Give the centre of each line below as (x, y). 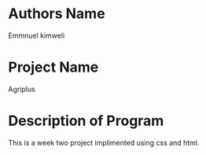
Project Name (53, 67)
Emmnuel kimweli (37, 35)
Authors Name (57, 14)
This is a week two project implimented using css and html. (104, 142)
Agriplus (22, 89)
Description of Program (86, 121)
